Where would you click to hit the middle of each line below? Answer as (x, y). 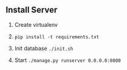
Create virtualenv (36, 24)
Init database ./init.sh (44, 48)
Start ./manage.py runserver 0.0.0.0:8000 (67, 60)
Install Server (32, 10)
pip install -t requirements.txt (57, 37)
